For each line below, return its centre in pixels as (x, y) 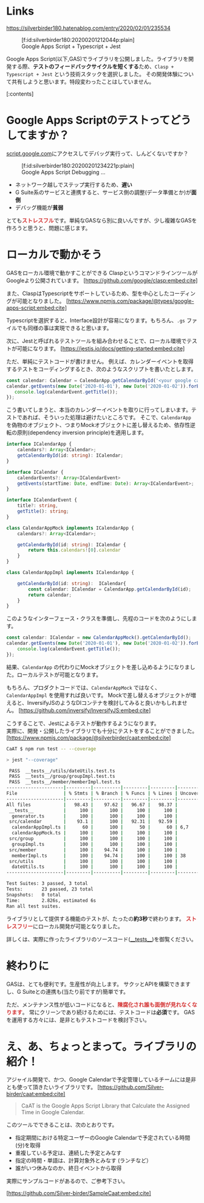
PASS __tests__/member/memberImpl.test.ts (65, 782)
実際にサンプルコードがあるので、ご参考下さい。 (67, 1181)
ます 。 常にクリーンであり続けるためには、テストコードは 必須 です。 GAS (103, 1012)
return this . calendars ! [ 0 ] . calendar (74, 550)
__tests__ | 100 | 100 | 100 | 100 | (93, 810)
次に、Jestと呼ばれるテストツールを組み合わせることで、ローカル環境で (97, 341)
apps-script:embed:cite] (37, 308)
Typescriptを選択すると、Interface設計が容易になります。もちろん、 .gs (96, 320)
